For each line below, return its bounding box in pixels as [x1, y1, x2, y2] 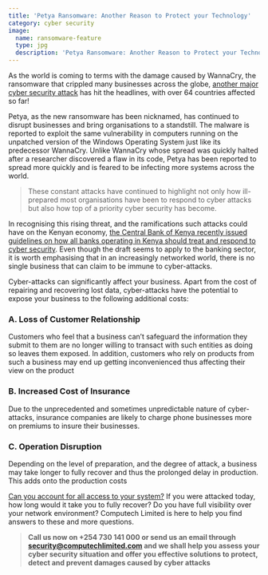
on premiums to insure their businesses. [8, 421, 140, 430]
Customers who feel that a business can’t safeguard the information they [8, 332, 248, 342]
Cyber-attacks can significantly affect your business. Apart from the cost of [8, 277, 258, 286]
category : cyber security [8, 19, 94, 27]
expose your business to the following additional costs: [8, 294, 189, 303]
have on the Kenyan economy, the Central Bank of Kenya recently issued [8, 228, 248, 236]
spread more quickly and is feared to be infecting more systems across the [8, 163, 255, 172]
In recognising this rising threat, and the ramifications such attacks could [8, 219, 248, 228]
